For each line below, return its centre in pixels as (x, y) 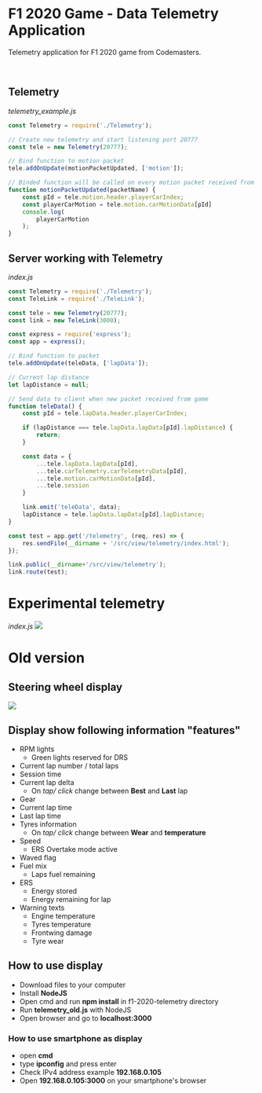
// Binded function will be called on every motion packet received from (131, 183)
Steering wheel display (65, 687)
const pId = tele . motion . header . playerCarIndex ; (103, 197)
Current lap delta (47, 782)
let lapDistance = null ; (49, 385)
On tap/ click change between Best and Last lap (109, 790)
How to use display (56, 966)
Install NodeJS (44, 993)
